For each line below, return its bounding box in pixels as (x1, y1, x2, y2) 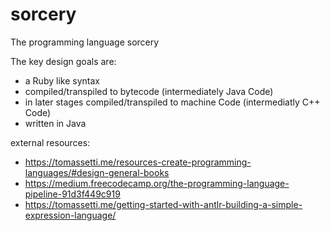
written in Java (24, 117, 87, 129)
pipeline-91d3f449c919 (24, 188, 121, 200)
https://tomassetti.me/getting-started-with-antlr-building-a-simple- (24, 198, 303, 210)
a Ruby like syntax (24, 74, 100, 87)
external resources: (10, 136, 91, 148)
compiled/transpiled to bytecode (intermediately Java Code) (24, 85, 274, 97)
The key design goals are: (10, 55, 117, 67)
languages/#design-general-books (24, 166, 170, 178)
